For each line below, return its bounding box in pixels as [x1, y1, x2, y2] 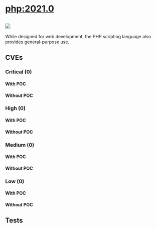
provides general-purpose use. [5, 39, 69, 45]
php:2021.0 [5, 3, 54, 15]
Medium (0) [5, 141, 35, 148]
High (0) [5, 105, 26, 112]
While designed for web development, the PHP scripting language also [5, 34, 151, 39]
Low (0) [5, 178, 25, 185]
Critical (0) [5, 68, 32, 75]
